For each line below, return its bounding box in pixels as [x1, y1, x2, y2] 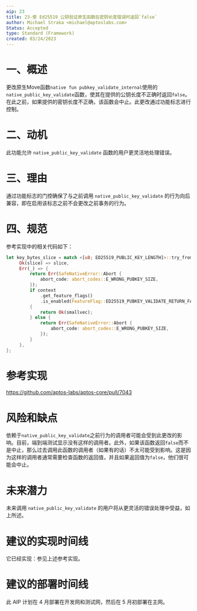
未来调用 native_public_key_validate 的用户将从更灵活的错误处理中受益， [6, 505, 186, 512]
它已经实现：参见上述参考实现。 [6, 555, 83, 562]
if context [29, 287, 57, 293]
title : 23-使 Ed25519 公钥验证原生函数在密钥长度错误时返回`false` [6, 14, 158, 20]
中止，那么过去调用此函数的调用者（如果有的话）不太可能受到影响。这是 [11, 446, 186, 454]
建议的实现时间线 [6, 535, 89, 548]
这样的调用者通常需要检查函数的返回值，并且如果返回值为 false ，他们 [11, 454, 179, 461]
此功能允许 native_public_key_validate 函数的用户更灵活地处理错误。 [6, 149, 175, 156]
